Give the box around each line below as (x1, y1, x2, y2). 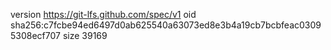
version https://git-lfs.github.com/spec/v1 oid (10, 9, 197, 20)
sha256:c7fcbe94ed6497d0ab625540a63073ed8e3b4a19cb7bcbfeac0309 (10, 19, 322, 31)
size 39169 (62, 30, 108, 41)
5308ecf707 (10, 30, 61, 41)
